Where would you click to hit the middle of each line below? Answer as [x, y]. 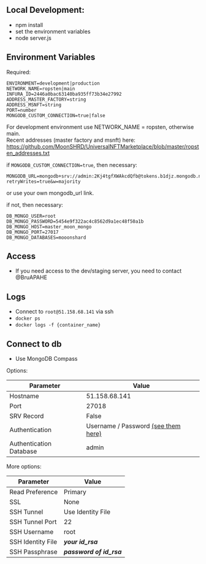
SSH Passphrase [33, 552]
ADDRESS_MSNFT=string [34, 105]
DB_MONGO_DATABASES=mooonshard [46, 238]
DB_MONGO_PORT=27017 [33, 232]
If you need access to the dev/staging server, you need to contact [98, 271]
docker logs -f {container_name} [58, 325]
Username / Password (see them [133, 426]
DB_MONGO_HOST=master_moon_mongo [49, 226]
